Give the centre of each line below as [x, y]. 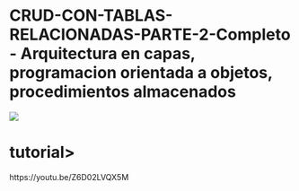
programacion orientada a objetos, [141, 73]
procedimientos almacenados [123, 92]
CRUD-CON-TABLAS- [91, 16]
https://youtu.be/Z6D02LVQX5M [69, 177]
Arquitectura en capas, [108, 54]
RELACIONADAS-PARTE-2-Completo [150, 35]
